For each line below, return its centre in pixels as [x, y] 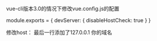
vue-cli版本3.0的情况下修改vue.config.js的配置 [63, 8]
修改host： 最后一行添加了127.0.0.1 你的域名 [59, 32]
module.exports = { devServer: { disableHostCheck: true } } [78, 20]
